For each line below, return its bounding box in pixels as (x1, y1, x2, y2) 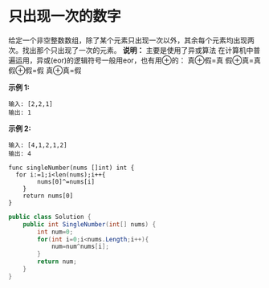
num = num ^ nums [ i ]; (51, 242, 110, 251)
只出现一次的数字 (8, 7, 122, 26)
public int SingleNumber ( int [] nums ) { (22, 220, 157, 229)
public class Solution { (8, 213, 92, 221)
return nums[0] (22, 192, 74, 200)
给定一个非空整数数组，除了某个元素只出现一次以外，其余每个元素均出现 (8, 35, 247, 45)
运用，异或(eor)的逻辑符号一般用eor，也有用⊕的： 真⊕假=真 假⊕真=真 (14, 55, 261, 65)
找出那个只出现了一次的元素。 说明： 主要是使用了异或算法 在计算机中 (22, 45, 254, 55)
